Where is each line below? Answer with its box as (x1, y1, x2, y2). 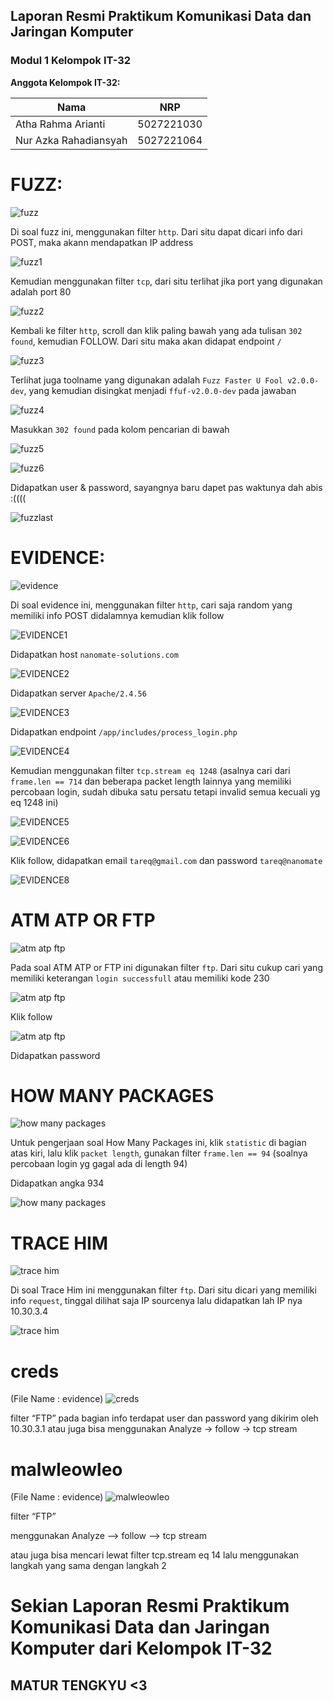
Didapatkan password (10, 1049, 101, 1061)
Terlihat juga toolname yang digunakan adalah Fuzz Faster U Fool (10, 374, 283, 386)
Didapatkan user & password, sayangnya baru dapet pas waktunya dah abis (10, 481, 323, 493)
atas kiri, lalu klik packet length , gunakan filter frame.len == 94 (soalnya (10, 1147, 308, 1159)
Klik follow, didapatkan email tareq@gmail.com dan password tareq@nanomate (10, 854, 323, 866)
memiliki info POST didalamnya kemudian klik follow (10, 609, 225, 621)
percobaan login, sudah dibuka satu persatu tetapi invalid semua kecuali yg (10, 785, 321, 798)
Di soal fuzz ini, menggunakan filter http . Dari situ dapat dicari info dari (10, 225, 303, 238)
